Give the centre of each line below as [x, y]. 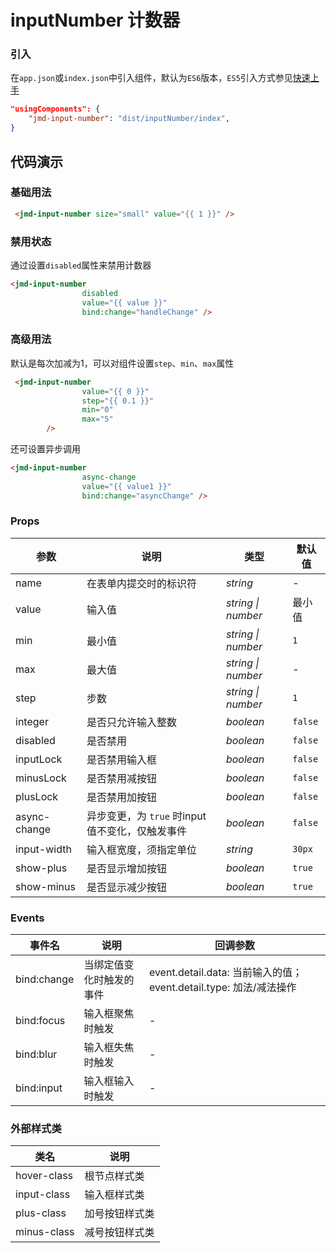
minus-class [45, 1232]
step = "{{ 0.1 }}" [118, 401]
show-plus [41, 868]
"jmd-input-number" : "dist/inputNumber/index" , [129, 119]
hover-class [44, 1176]
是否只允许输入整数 [131, 722]
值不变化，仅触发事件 [136, 831]
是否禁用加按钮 [121, 797]
